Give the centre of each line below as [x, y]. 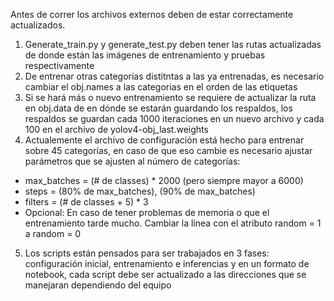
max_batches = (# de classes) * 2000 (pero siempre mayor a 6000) [164, 180]
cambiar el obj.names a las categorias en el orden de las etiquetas [161, 87]
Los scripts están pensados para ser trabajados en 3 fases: [147, 253]
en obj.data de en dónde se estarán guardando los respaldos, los [158, 108]
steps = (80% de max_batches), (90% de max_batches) [140, 191]
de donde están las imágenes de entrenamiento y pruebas [145, 55]
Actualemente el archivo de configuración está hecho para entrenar [164, 140]
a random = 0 [53, 233]
